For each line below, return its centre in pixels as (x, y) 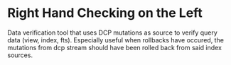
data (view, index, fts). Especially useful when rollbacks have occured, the (116, 40)
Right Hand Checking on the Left (105, 13)
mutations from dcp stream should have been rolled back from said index (115, 47)
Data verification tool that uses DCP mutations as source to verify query (113, 32)
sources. (20, 55)
